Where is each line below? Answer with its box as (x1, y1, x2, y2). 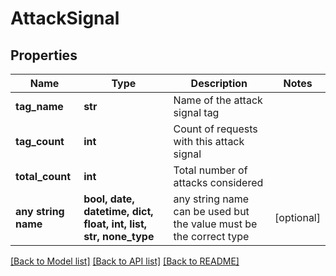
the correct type (173, 230, 250, 243)
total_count (15, 170, 71, 183)
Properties (10, 47, 78, 64)
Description (190, 77, 248, 90)
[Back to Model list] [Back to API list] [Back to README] (10, 255, 240, 267)
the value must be (173, 217, 258, 231)
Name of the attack (173, 93, 263, 107)
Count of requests (173, 122, 258, 136)
